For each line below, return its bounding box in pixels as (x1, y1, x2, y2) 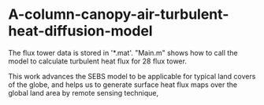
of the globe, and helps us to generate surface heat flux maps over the (8, 80, 238, 89)
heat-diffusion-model (8, 22, 153, 40)
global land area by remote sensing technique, (8, 88, 159, 97)
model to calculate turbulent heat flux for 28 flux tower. (8, 56, 188, 66)
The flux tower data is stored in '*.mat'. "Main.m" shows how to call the (8, 48, 238, 57)
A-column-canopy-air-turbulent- (8, 5, 229, 24)
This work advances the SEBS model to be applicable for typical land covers (8, 71, 256, 81)
